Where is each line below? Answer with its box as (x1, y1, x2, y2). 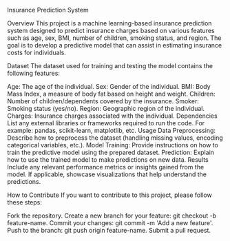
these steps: (7, 198, 43, 206)
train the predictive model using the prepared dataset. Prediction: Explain (7, 148, 215, 156)
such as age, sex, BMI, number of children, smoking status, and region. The (7, 34, 222, 42)
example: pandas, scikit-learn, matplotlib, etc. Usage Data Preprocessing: (7, 127, 216, 134)
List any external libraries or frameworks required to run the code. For (7, 119, 205, 127)
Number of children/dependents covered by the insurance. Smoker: (7, 97, 200, 105)
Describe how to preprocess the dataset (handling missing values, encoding (7, 134, 224, 142)
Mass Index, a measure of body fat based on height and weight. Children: (7, 90, 216, 98)
